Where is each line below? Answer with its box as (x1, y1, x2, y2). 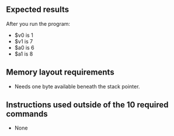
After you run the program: (6, 20, 71, 27)
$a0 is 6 (14, 44, 34, 51)
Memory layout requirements (6, 67, 115, 77)
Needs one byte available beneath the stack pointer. (14, 83, 140, 90)
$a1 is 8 (14, 50, 33, 57)
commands (6, 109, 48, 119)
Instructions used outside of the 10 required (6, 100, 169, 110)
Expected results (6, 5, 69, 15)
